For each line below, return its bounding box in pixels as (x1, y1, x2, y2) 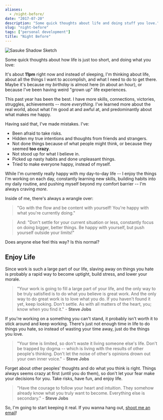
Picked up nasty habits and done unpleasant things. (12, 156, 116, 162)
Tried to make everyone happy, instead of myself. (12, 161, 111, 167)
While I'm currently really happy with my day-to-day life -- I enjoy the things (5, 171, 157, 176)
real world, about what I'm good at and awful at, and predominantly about (5, 106, 152, 112)
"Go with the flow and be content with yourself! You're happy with (16, 204, 149, 211)
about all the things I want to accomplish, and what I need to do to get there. (5, 76, 158, 82)
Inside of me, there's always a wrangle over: (5, 195, 94, 201)
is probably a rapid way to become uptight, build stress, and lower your (5, 271, 147, 277)
